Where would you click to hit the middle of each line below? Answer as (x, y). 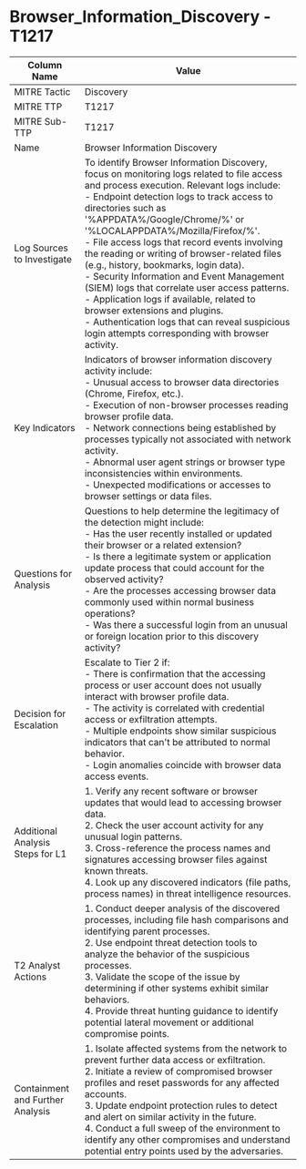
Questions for (43, 573)
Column (45, 65)
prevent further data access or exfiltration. (175, 1060)
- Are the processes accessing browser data (181, 590)
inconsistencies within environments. (164, 473)
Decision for (40, 713)
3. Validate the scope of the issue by (163, 977)
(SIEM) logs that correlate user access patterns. (187, 287)
